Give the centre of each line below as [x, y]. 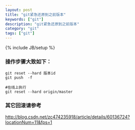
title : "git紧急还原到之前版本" [36, 15]
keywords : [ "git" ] [24, 19]
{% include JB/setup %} [30, 48]
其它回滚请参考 [23, 105]
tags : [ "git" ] [20, 33]
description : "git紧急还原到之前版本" [42, 24]
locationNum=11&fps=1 [29, 122]
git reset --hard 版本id [30, 74]
